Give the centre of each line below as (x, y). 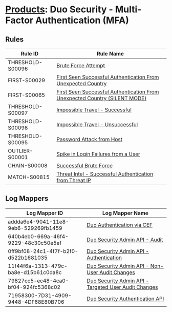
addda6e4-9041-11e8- (38, 222)
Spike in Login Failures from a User (98, 154)
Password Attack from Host (89, 139)
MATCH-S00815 (29, 177)
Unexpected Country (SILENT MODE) (101, 98)
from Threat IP (73, 180)
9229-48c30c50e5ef (35, 243)
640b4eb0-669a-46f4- (38, 236)
